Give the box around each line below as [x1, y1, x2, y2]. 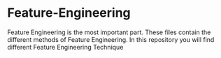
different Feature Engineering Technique [7, 43, 124, 51]
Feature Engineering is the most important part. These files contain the [7, 28, 211, 36]
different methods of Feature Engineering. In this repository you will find [7, 35, 215, 43]
